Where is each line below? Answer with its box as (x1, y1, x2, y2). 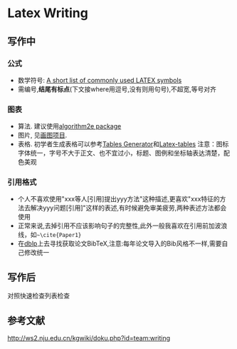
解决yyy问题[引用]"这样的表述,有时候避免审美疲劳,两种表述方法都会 (30, 203, 227, 212)
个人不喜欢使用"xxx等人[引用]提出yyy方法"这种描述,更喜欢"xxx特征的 (17, 195, 221, 203)
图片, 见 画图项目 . (17, 131, 68, 140)
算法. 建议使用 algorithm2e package (17, 122, 122, 131)
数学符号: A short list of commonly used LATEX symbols (17, 76, 182, 84)
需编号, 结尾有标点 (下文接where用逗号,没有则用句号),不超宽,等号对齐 (17, 84, 217, 93)
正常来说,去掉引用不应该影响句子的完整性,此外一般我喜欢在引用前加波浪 (17, 221, 228, 230)
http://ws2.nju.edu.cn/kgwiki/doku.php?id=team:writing (7, 334, 171, 343)
